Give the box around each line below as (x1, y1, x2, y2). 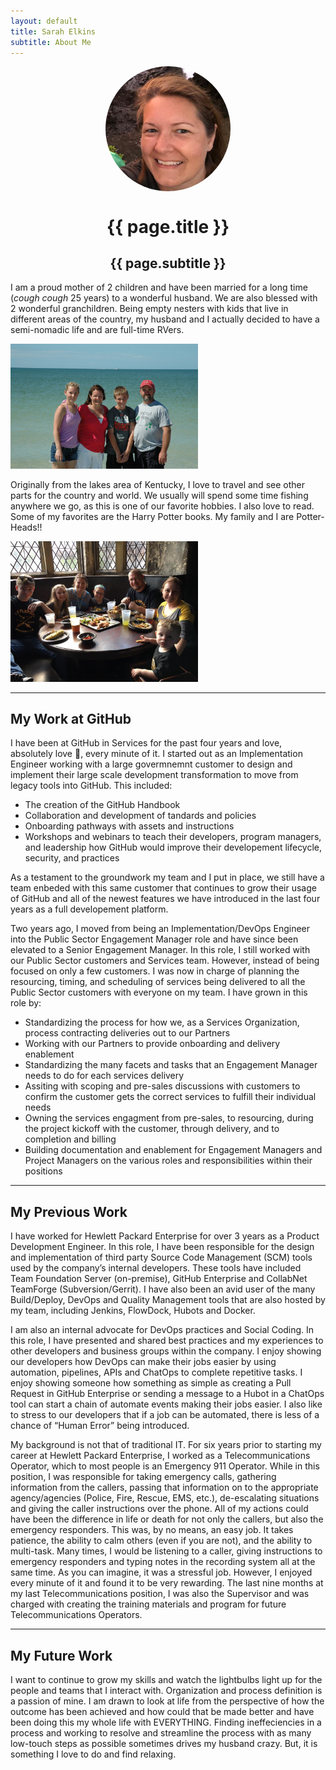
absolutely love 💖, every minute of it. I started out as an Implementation (10, 748, 303, 760)
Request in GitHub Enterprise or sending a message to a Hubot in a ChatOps (10, 1388, 325, 1400)
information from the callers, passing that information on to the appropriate (10, 1481, 319, 1494)
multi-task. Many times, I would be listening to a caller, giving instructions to (10, 1545, 323, 1557)
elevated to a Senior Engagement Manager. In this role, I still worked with (10, 944, 311, 956)
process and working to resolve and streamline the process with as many (10, 1727, 312, 1739)
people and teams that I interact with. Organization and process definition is (10, 1685, 323, 1697)
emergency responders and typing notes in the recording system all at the (10, 1556, 316, 1568)
